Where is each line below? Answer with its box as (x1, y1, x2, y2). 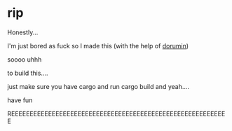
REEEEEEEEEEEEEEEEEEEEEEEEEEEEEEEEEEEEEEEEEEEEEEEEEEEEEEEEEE (7, 109, 226, 118)
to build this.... (7, 69, 48, 77)
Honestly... (7, 28, 39, 36)
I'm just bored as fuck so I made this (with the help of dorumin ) (7, 41, 189, 50)
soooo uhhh (7, 55, 42, 64)
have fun (7, 96, 33, 104)
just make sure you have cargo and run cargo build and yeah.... (7, 82, 190, 90)
